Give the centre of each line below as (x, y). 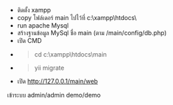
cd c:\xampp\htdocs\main (70, 54)
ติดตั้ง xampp (34, 10)
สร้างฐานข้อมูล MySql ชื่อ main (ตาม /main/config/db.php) (92, 33)
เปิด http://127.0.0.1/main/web (58, 81)
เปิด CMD (29, 40)
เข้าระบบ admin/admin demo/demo (54, 95)
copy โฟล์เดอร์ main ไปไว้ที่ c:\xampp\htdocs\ (77, 18)
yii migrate (49, 68)
